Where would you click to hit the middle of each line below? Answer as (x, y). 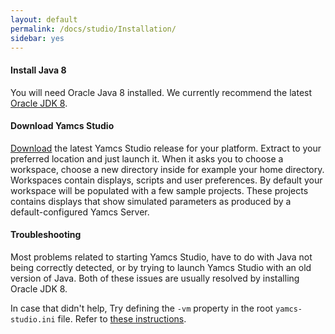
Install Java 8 (38, 70)
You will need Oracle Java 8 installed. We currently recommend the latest (161, 92)
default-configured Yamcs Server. (80, 212)
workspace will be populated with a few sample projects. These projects (159, 190)
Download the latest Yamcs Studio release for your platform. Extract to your (166, 148)
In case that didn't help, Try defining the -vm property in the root (142, 308)
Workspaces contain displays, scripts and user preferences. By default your (166, 180)
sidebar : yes (37, 38)
